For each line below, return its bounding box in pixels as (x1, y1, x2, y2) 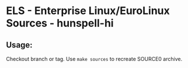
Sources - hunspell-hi (6, 16, 114, 30)
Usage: (6, 40, 33, 50)
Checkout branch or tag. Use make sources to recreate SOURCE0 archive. (6, 56, 183, 62)
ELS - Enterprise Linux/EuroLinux (6, 4, 170, 18)
